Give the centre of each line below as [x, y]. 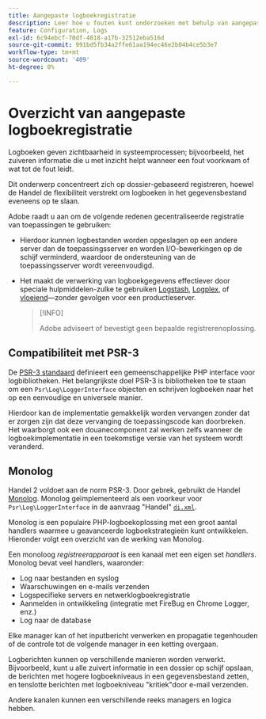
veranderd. [26, 446]
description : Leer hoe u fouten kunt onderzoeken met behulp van [118, 23]
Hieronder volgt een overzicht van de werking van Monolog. [106, 539]
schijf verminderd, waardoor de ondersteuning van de [108, 257]
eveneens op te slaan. [44, 201]
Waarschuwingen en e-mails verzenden [85, 587]
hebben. [22, 709]
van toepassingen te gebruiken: [60, 224]
